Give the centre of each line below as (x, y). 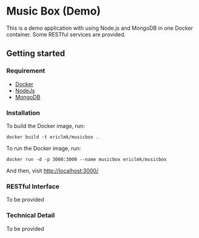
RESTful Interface (33, 186)
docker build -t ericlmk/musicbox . (52, 137)
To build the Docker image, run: (46, 126)
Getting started (36, 54)
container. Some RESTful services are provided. (66, 34)
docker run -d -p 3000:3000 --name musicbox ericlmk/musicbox (86, 159)
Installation (23, 112)
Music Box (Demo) (54, 11)
